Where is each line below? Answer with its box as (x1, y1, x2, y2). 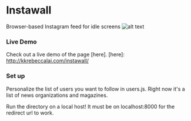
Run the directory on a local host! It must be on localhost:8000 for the (6, 103, 175, 110)
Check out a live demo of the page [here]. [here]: (6, 51, 125, 58)
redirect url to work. (6, 109, 54, 116)
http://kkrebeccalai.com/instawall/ (6, 57, 89, 65)
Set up (6, 72, 25, 80)
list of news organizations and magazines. (6, 92, 108, 99)
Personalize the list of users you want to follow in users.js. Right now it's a (6, 85, 185, 92)
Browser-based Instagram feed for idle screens (6, 23, 120, 30)
